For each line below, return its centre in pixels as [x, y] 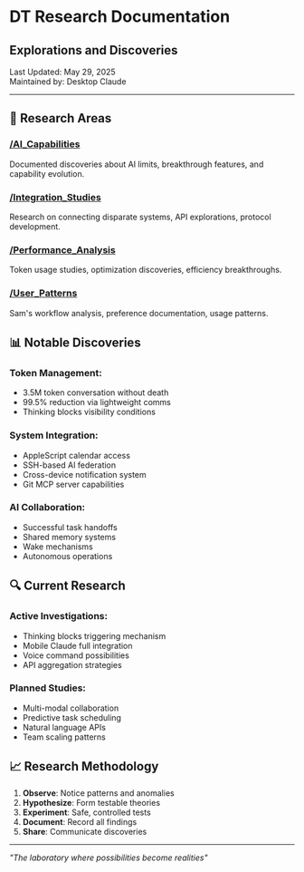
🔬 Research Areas [61, 118]
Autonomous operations [67, 556]
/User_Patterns [43, 294]
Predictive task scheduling [72, 717]
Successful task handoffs [70, 527]
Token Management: [56, 373]
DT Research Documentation [120, 17]
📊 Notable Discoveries [76, 342]
